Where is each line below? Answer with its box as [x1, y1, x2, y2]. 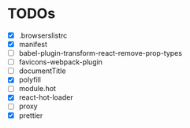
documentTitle [18, 66, 66, 75]
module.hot [18, 84, 57, 93]
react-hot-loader [18, 93, 73, 102]
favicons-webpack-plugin [18, 57, 103, 67]
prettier [18, 111, 43, 120]
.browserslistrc [18, 31, 68, 40]
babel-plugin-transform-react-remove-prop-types [18, 49, 183, 58]
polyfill [18, 75, 41, 85]
